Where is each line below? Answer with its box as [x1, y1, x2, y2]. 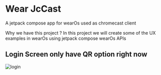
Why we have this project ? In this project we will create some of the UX [5, 30, 156, 36]
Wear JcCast [5, 3, 61, 15]
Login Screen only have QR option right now [5, 50, 148, 59]
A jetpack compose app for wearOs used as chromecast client [5, 20, 137, 26]
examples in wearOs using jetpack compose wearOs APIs [5, 35, 126, 41]
